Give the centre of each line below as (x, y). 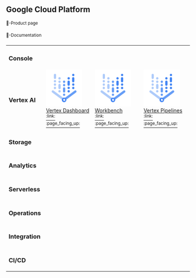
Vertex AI (22, 100)
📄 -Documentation (24, 35)
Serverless (24, 189)
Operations (25, 213)
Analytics (22, 166)
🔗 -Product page (22, 23)
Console (21, 58)
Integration (24, 236)
